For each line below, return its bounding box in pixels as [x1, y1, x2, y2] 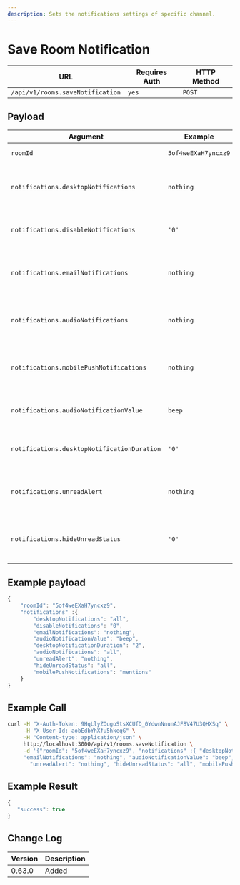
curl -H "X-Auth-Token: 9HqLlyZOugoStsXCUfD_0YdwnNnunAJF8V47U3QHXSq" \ [7, 721, 229, 728]
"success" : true [16, 806, 66, 814]
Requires [136, 67, 168, 77]
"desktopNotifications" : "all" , [33, 615, 130, 623]
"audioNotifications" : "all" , [33, 648, 123, 656]
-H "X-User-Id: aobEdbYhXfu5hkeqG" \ [23, 727, 136, 735]
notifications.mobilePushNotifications [11, 364, 146, 372]
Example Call [7, 701, 66, 713]
